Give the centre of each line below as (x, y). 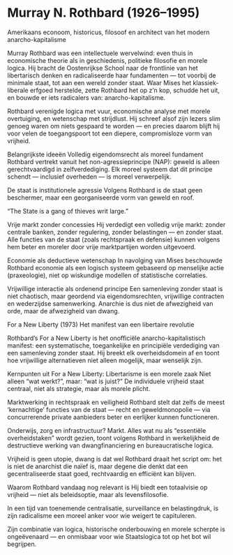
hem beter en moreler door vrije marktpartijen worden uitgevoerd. (102, 246)
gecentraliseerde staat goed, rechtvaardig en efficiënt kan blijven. (102, 473)
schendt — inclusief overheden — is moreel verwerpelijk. (90, 177)
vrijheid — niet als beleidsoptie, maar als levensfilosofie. (88, 494)
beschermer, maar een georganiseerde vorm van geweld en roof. (101, 198)
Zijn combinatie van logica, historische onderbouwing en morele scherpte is (116, 529)
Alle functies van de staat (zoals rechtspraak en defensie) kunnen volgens (114, 239)
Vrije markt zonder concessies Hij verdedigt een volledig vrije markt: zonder (116, 224)
